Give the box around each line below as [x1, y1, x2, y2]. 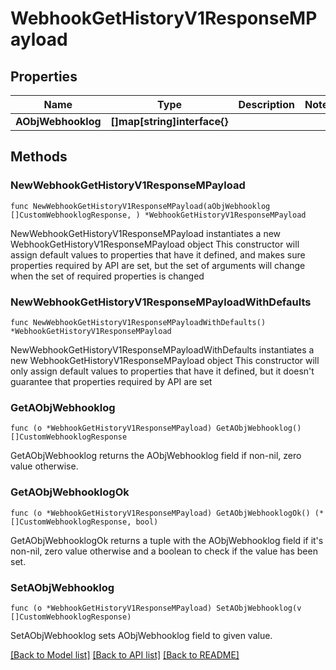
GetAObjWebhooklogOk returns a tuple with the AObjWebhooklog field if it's [10, 534, 324, 546]
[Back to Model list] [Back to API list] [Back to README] [10, 648, 240, 661]
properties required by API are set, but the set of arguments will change [10, 259, 306, 271]
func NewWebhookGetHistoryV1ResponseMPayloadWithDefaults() [10, 317, 267, 327]
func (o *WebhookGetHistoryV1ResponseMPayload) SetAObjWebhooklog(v [10, 603, 302, 613]
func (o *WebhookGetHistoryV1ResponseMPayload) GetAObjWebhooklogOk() [10, 508, 311, 518]
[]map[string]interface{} [110, 115, 229, 128]
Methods [10, 148, 68, 166]
